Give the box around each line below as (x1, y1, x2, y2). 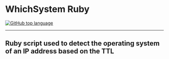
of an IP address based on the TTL (5, 47, 114, 55)
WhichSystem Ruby (5, 3, 90, 15)
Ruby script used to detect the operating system (5, 39, 160, 48)
